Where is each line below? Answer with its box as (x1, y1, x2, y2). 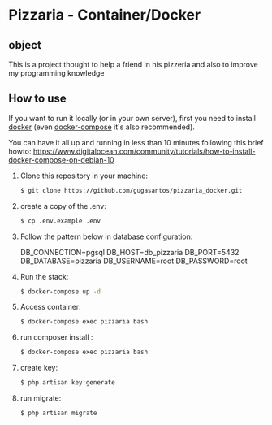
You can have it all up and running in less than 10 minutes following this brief (8, 137, 264, 147)
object (8, 38, 42, 52)
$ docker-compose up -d (19, 287, 101, 296)
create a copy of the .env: (19, 201, 107, 210)
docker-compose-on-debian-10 (8, 154, 115, 164)
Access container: (19, 302, 81, 312)
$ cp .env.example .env (19, 217, 101, 225)
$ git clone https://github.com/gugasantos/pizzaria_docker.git (19, 186, 243, 194)
